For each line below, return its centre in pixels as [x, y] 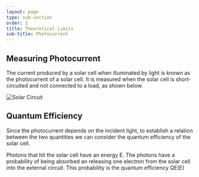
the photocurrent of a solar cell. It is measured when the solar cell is [90, 79]
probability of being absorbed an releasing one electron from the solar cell [98, 161]
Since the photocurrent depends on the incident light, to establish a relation [100, 130]
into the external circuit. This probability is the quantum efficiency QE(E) [95, 167]
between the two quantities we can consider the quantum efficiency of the [99, 137]
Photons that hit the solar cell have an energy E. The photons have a [91, 155]
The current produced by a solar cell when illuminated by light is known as [98, 73]
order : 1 [17, 23]
